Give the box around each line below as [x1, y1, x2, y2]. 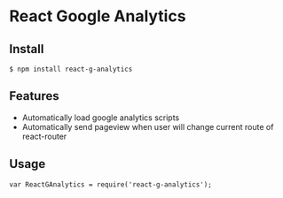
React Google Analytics [9, 6, 186, 27]
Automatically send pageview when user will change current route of [21, 121, 274, 132]
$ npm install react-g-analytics [9, 65, 133, 73]
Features [9, 88, 59, 103]
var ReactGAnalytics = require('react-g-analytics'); [9, 179, 213, 189]
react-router [21, 131, 67, 141]
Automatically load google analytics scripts [21, 112, 180, 123]
